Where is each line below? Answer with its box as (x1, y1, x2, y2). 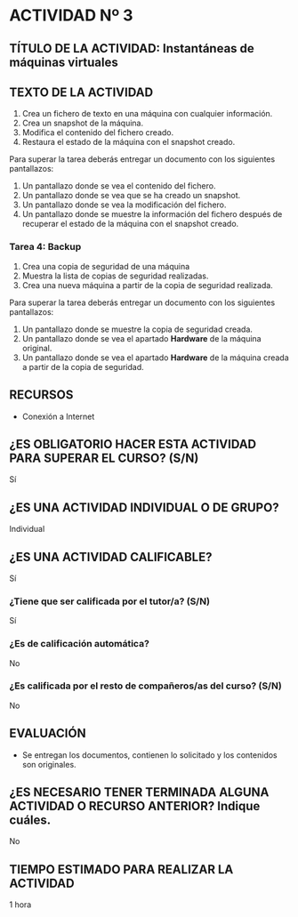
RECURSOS (9, 388, 74, 403)
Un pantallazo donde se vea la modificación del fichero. (21, 199, 227, 210)
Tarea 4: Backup (9, 241, 82, 253)
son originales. (21, 759, 77, 769)
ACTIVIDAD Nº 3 (9, 5, 133, 26)
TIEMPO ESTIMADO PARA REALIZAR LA (9, 862, 234, 877)
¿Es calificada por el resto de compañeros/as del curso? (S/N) (9, 680, 282, 692)
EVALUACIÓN (9, 726, 86, 741)
